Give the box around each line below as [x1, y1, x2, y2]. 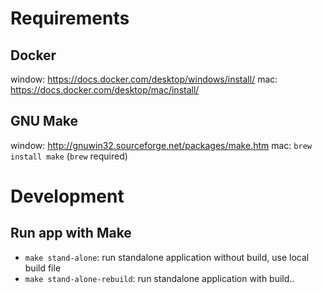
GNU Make [10, 113, 79, 130]
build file [24, 262, 62, 274]
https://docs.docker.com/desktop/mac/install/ [10, 84, 200, 96]
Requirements [10, 7, 130, 30]
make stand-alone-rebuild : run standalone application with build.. [24, 272, 295, 284]
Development [10, 185, 125, 207]
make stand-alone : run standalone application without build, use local [24, 251, 310, 263]
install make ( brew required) [10, 150, 128, 162]
